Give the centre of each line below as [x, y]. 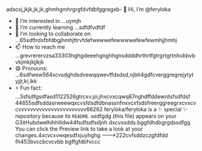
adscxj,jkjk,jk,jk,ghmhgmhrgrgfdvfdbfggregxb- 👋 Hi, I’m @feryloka [88, 9]
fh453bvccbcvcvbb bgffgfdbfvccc [58, 142]
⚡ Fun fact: [28, 88]
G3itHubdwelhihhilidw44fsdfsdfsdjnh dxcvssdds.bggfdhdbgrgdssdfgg [103, 122]
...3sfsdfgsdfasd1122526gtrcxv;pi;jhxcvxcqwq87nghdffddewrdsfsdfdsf [103, 97]
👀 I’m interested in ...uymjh [48, 21]
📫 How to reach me [40, 47]
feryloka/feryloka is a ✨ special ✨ [146, 109]
